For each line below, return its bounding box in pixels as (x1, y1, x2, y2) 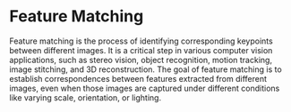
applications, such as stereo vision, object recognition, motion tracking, (9, 54, 273, 65)
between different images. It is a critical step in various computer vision (9, 44, 273, 55)
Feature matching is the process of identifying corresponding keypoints (9, 36, 273, 46)
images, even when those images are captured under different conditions (9, 83, 280, 93)
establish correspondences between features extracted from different (9, 73, 267, 84)
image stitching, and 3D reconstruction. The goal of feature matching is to (9, 64, 282, 75)
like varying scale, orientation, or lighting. (9, 92, 162, 103)
